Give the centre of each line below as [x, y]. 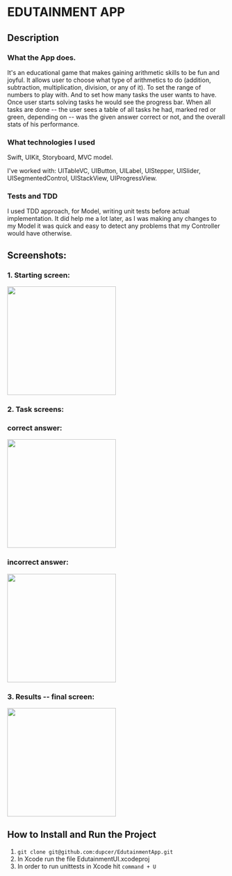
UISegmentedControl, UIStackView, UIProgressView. [82, 179]
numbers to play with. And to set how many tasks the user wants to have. [112, 94]
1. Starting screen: [39, 275]
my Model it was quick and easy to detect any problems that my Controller [114, 226]
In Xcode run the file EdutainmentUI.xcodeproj [83, 859]
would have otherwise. [40, 233]
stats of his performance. [43, 124]
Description [33, 38]
